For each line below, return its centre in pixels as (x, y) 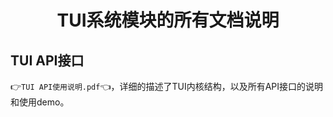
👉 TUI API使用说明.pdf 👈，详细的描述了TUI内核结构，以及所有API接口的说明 (167, 86)
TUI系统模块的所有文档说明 (168, 20)
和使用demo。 (40, 102)
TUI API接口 (47, 60)
